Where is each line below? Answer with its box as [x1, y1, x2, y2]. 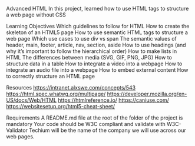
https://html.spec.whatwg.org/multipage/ [6, 91, 106, 97]
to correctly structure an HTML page [6, 73, 95, 79]
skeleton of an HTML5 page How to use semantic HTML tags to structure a [6, 29, 189, 36]
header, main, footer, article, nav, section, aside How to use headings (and [6, 41, 187, 48]
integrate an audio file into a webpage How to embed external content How [6, 67, 189, 73]
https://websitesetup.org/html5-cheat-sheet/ [6, 103, 115, 109]
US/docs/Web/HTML [6, 97, 57, 104]
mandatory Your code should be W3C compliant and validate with [6, 121, 166, 127]
